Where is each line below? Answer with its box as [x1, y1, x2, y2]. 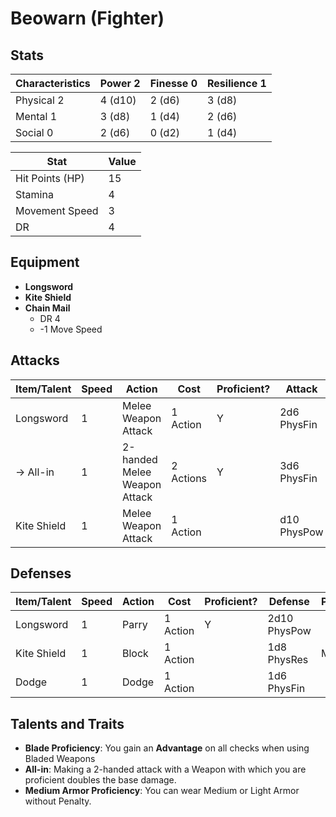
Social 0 [15, 126, 54, 139]
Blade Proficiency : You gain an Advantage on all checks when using [24, 742, 310, 754]
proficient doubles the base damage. [24, 774, 177, 786]
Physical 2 [15, 93, 65, 107]
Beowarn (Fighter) [10, 7, 165, 30]
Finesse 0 [149, 77, 198, 90]
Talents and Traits [10, 715, 125, 732]
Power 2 [99, 77, 141, 90]
